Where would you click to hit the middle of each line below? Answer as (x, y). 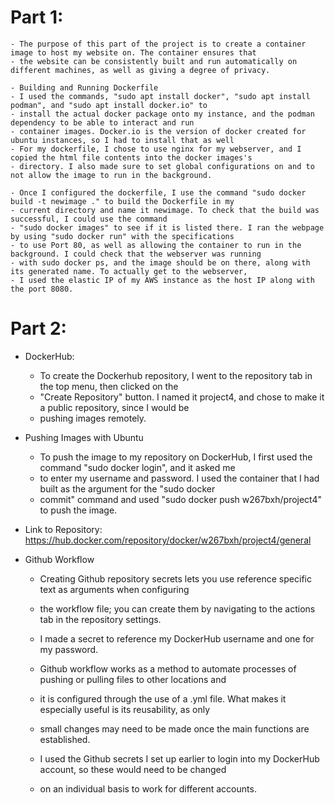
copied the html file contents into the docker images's (131, 157)
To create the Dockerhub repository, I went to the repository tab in (176, 375)
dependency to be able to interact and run (102, 122)
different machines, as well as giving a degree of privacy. (140, 70)
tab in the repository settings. (100, 619)
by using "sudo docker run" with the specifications (122, 236)
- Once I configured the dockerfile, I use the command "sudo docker (158, 192)
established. (65, 739)
